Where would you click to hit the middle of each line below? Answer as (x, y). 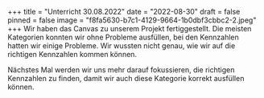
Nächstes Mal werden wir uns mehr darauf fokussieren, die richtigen (121, 70)
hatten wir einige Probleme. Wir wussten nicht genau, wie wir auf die (122, 46)
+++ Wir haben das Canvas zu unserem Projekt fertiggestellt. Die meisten (130, 29)
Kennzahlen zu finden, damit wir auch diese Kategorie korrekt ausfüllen (126, 78)
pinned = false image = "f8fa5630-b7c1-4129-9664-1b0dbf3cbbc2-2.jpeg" (132, 20)
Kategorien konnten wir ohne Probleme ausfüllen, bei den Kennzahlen (123, 37)
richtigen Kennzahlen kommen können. (72, 54)
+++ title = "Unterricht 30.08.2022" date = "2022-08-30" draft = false (124, 12)
